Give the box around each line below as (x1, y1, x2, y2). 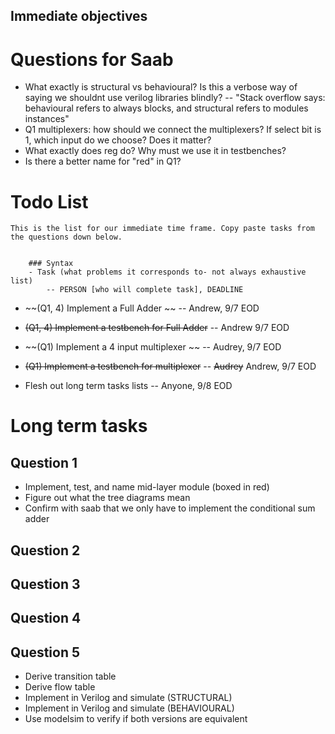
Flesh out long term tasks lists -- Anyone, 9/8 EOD (24, 380, 233, 392)
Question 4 (10, 610, 82, 627)
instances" (24, 113, 70, 125)
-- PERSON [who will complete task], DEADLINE (46, 285, 244, 295)
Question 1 (10, 454, 78, 471)
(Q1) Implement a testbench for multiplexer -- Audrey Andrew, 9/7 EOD (24, 360, 317, 373)
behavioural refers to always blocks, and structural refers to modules (24, 102, 309, 114)
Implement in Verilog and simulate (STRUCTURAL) (24, 692, 233, 704)
